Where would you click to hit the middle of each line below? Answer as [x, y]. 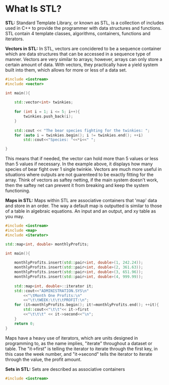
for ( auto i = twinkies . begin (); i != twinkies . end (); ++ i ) [79, 135]
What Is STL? [34, 9]
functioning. [18, 191]
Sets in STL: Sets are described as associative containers [65, 369]
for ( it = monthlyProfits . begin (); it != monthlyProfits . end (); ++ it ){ [87, 305]
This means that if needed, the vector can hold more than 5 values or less [82, 159]
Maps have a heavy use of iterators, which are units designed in [72, 338]
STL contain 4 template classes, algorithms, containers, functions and [78, 33]
